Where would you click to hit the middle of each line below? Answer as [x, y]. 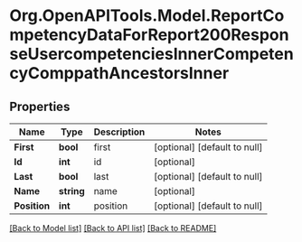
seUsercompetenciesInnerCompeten [151, 54]
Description [119, 132]
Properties [40, 106]
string [72, 191]
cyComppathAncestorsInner [119, 74]
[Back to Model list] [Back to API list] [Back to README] [113, 228]
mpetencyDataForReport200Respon [149, 35]
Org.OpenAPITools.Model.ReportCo [147, 16]
